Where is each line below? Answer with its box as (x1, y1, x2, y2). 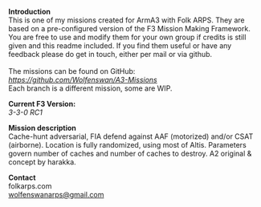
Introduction (8, 7, 51, 16)
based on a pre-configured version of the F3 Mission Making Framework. (8, 24, 251, 33)
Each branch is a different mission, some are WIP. (8, 83, 173, 93)
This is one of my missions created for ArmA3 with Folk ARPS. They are (8, 15, 245, 25)
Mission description (8, 124, 76, 132)
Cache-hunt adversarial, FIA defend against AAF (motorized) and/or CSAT (8, 132, 254, 141)
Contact (8, 172, 36, 182)
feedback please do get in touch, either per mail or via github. (8, 50, 213, 59)
